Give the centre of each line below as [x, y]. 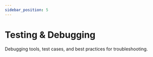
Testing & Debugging [50, 35]
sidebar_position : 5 [27, 10]
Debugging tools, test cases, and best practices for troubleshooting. [76, 49]
